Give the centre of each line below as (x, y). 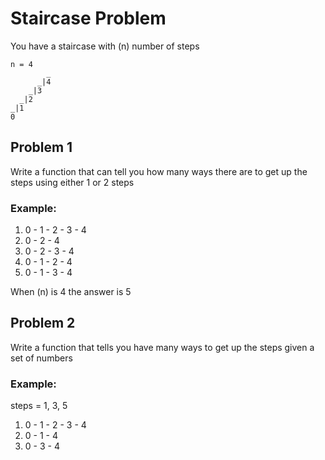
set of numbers (41, 358)
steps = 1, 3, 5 (39, 406)
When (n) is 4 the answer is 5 (71, 292)
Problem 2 (43, 323)
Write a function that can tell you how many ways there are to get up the (159, 171)
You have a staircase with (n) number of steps (105, 46)
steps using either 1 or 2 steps (72, 182)
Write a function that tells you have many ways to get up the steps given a (162, 347)
